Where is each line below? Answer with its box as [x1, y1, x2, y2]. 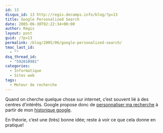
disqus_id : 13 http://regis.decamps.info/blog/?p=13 [5, 12, 118, 17]
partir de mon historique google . [5, 107, 72, 113]
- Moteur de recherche [10, 82, 57, 87]
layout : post [5, 31, 33, 36]
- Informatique [10, 69, 42, 74]
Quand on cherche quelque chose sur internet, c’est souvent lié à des [5, 96, 149, 102]
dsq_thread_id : [5, 54, 37, 59]
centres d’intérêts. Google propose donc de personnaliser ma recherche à [5, 101, 158, 107]
